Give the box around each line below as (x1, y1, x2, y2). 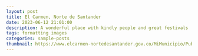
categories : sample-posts (6, 36, 70, 41)
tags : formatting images (6, 30, 67, 36)
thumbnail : (6, 41, 33, 47)
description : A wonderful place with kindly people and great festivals (6, 24, 189, 31)
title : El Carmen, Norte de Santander (6, 14, 101, 20)
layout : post (6, 8, 38, 15)
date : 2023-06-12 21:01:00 (6, 19, 72, 25)
